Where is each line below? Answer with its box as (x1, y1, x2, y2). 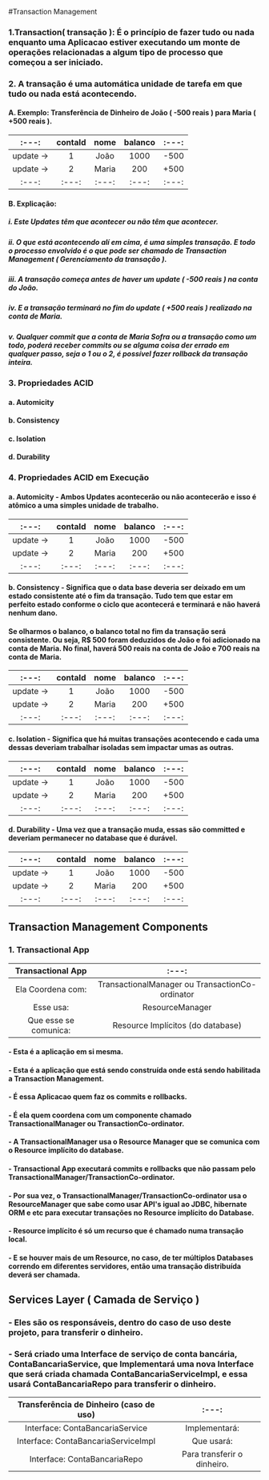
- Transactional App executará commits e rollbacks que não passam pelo (8, 1164, 256, 1173)
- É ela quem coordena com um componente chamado (8, 1110, 192, 1120)
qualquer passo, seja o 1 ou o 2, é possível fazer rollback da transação (8, 348, 248, 359)
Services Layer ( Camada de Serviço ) (8, 1293, 200, 1307)
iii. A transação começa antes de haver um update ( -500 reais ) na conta (8, 274, 259, 283)
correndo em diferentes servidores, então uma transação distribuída (8, 1261, 242, 1271)
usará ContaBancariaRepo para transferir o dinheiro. (8, 1378, 217, 1390)
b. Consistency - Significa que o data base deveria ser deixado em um (8, 583, 246, 592)
